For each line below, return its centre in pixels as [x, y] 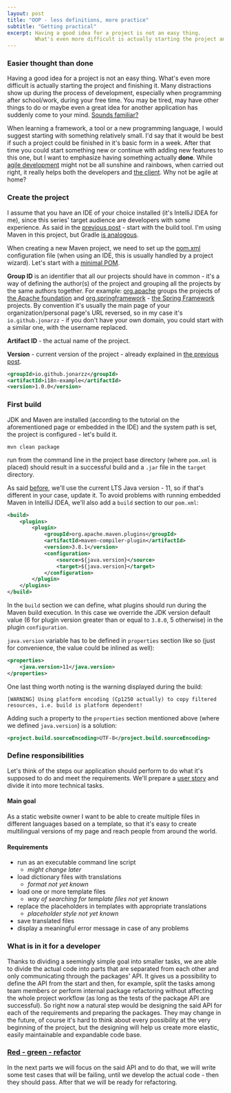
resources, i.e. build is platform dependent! [75, 705]
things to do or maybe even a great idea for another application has [102, 108]
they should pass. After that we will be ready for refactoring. [92, 1082]
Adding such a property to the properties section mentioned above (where [113, 718]
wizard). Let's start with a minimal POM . [64, 262]
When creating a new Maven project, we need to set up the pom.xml [104, 248]
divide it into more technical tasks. [56, 785]
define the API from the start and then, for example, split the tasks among [111, 983]
